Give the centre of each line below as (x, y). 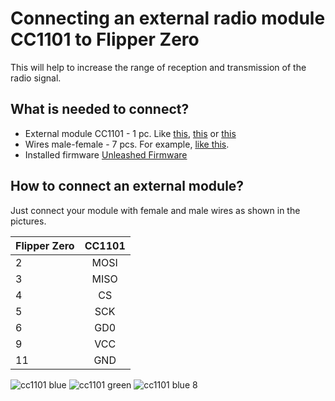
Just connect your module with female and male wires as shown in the (155, 210)
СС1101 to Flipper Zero (105, 39)
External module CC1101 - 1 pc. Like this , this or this (130, 133)
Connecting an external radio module (168, 18)
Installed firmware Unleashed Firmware (106, 154)
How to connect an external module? (127, 186)
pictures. (28, 221)
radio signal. (36, 78)
